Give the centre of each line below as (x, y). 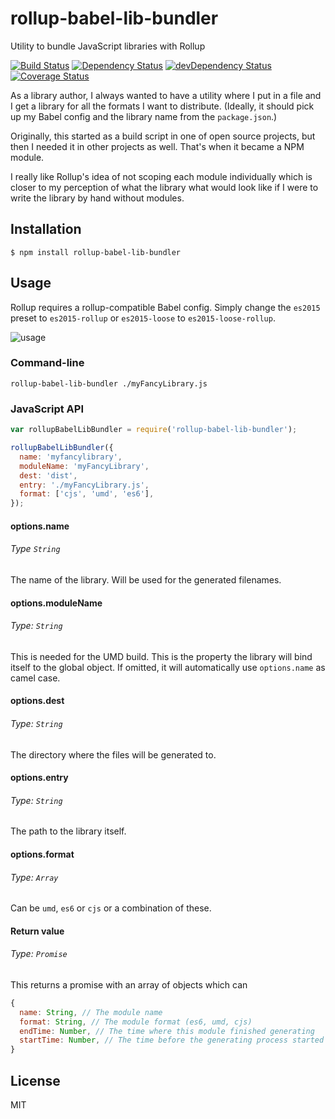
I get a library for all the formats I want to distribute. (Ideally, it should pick (162, 106)
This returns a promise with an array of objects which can (129, 984)
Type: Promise (39, 954)
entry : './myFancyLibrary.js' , (84, 485)
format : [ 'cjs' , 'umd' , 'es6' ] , (87, 494)
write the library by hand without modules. (97, 198)
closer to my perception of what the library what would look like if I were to (164, 187)
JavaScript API (47, 409)
